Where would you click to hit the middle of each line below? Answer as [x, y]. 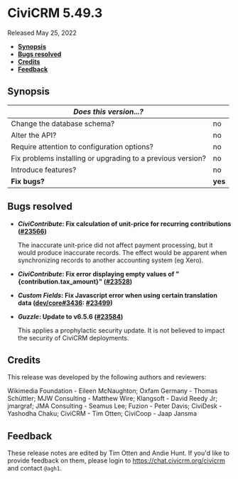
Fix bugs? [28, 181]
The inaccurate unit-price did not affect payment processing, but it [115, 245]
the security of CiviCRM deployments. [73, 338]
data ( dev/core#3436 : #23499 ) [65, 303]
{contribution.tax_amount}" [60, 281]
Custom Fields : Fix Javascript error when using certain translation [118, 295]
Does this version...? [109, 112]
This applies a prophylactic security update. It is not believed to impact [121, 330]
